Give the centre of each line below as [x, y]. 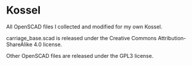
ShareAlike [19, 44]
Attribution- [172, 38]
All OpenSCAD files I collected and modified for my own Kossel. [84, 27]
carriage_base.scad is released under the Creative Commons [81, 38]
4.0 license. [48, 44]
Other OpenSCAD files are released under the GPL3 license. [80, 56]
